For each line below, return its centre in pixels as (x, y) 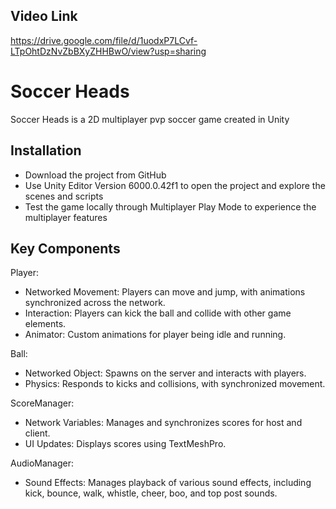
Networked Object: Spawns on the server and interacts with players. (165, 373)
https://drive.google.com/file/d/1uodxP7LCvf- (104, 40)
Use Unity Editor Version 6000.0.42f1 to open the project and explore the (175, 185)
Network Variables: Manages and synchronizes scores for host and (163, 423)
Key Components (65, 248)
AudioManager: (42, 463)
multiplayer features (66, 217)
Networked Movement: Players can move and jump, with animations (165, 292)
